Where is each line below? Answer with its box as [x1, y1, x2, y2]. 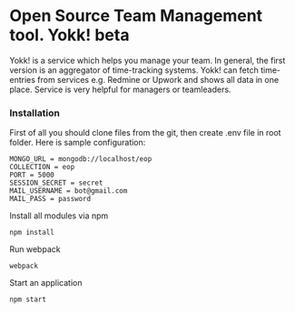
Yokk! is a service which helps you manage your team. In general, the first [9, 55, 286, 66]
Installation [9, 106, 61, 119]
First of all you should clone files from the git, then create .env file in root [9, 127, 281, 138]
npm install [9, 228, 54, 237]
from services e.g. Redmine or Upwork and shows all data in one [37, 74, 280, 85]
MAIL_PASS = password [9, 195, 92, 204]
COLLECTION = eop [9, 163, 75, 172]
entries [9, 74, 36, 85]
